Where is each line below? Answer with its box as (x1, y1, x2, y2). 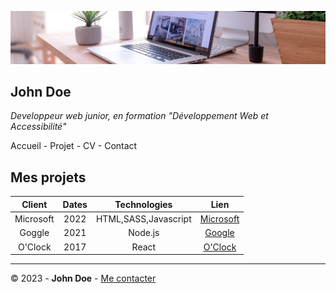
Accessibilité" (10, 121, 67, 133)
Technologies (114, 198, 173, 210)
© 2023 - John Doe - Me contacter (10, 272, 157, 285)
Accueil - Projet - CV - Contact (10, 140, 138, 152)
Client (21, 198, 48, 210)
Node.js (128, 227, 160, 239)
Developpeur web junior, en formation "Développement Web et (10, 110, 269, 122)
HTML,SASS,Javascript (95, 213, 192, 225)
